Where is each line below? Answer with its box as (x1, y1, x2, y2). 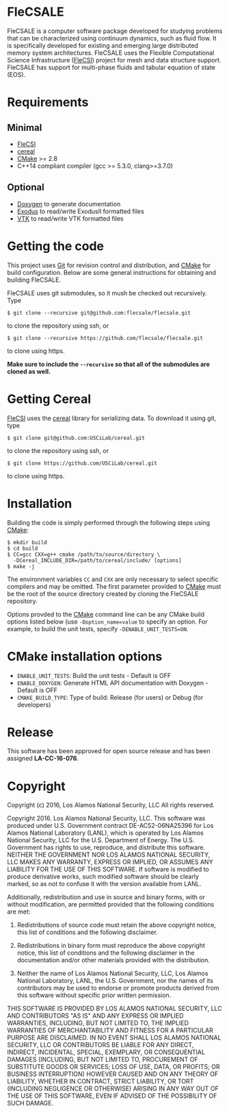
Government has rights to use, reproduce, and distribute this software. (7, 844, 206, 852)
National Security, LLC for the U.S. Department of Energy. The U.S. (7, 836, 195, 844)
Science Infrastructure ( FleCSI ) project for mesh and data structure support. (7, 56, 221, 64)
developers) (16, 700, 51, 709)
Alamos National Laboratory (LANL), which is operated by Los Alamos (7, 829, 204, 837)
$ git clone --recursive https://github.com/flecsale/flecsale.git (7, 334, 204, 341)
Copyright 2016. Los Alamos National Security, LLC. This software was (7, 814, 206, 822)
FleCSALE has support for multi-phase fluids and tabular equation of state (7, 63, 215, 71)
